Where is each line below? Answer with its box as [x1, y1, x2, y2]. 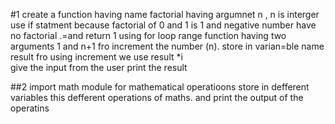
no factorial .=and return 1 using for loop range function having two [10, 30, 287, 41]
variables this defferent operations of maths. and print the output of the [10, 92, 304, 103]
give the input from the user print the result [10, 62, 188, 73]
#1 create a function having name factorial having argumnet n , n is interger [10, 9, 320, 20]
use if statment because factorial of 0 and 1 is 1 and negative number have [10, 19, 317, 31]
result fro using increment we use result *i [10, 51, 183, 63]
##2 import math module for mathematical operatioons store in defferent [10, 81, 310, 93]
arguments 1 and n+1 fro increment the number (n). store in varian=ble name [10, 40, 325, 52]
